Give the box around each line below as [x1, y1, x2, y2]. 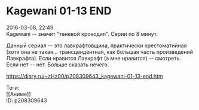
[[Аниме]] [6, 90, 31, 97]
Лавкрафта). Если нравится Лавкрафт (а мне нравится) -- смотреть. [6, 54, 181, 62]
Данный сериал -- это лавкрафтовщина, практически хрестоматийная [6, 42, 187, 49]
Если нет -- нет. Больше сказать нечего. [6, 61, 109, 68]
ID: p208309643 [6, 97, 47, 104]
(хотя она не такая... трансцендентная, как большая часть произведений [6, 48, 193, 55]
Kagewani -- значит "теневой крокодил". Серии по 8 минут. [6, 30, 158, 37]
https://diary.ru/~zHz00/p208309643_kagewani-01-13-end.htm [6, 72, 163, 80]
